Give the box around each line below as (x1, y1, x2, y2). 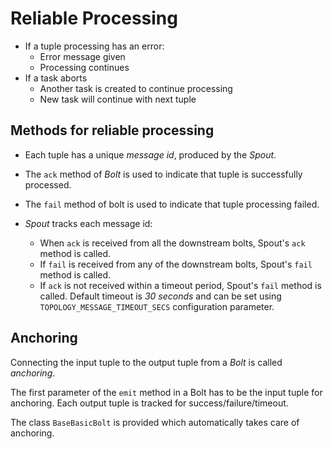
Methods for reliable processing (10, 122, 215, 139)
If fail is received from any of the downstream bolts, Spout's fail (39, 258, 313, 270)
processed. (24, 178, 72, 191)
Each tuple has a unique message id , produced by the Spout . (24, 148, 277, 161)
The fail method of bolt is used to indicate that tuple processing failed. (24, 198, 320, 210)
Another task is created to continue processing (39, 82, 233, 94)
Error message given (39, 50, 126, 62)
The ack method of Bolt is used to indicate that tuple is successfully (24, 168, 303, 180)
